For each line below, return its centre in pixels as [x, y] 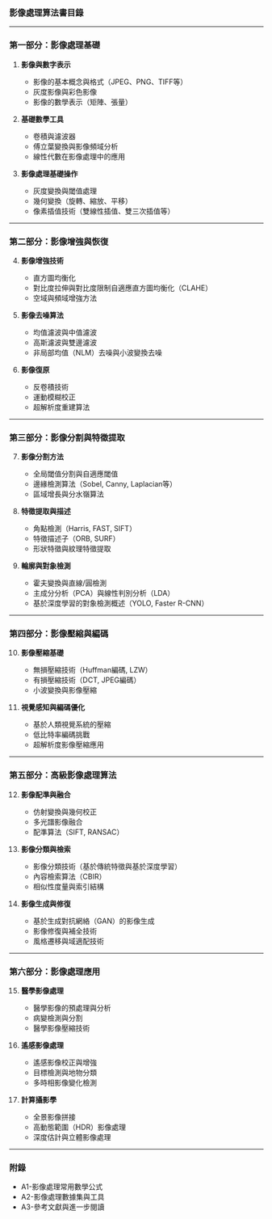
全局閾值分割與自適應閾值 [75, 474]
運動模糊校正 [54, 397]
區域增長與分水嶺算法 [68, 494]
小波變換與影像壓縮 [65, 690]
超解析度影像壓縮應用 [68, 744]
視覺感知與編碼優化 [53, 707]
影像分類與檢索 [46, 849]
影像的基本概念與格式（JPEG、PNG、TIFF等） [110, 82]
